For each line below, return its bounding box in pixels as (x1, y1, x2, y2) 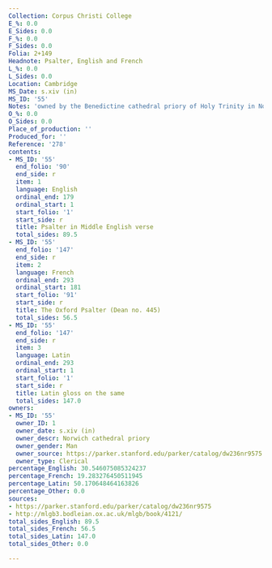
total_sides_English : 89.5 (8, 517, 100, 526)
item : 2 (15, 260, 42, 269)
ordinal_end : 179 (15, 192, 74, 201)
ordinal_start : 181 (15, 283, 82, 292)
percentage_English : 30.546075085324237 (8, 464, 147, 473)
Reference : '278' (8, 140, 67, 148)
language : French (15, 269, 74, 277)
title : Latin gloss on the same (15, 389, 125, 398)
